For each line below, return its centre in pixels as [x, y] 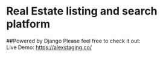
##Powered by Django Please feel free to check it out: [73, 41]
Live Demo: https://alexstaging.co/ [49, 47]
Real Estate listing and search [82, 11]
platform [28, 24]
